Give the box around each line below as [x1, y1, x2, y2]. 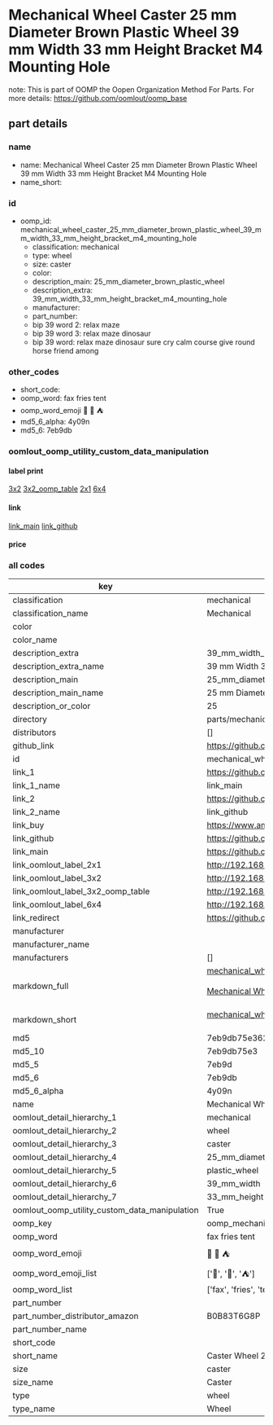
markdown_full [12, 980, 69, 992]
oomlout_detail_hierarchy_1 [12, 1112, 117, 1124]
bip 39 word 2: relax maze [32, 319, 120, 329]
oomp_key [12, 1218, 53, 1229]
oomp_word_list [12, 1284, 73, 1295]
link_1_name [12, 780, 61, 791]
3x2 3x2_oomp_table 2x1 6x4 [8, 484, 106, 494]
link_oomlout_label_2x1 [12, 860, 102, 871]
